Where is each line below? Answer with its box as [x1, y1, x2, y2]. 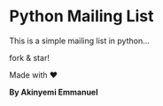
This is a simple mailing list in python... [9, 35, 151, 46]
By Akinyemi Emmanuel [9, 87, 99, 97]
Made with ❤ [9, 69, 58, 80]
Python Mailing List [9, 6, 154, 26]
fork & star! [9, 52, 50, 63]
